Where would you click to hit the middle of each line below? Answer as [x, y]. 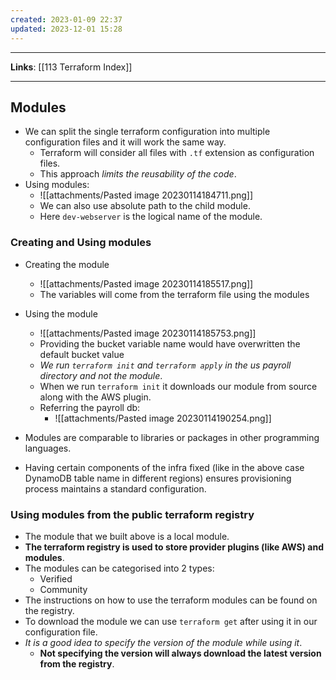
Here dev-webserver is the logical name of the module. [151, 217]
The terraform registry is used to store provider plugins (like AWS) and [174, 547]
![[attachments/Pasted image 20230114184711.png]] [146, 195]
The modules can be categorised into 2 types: [119, 568]
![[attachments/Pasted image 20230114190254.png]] [163, 418]
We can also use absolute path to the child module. [145, 206]
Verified [56, 578]
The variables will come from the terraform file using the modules [174, 294]
